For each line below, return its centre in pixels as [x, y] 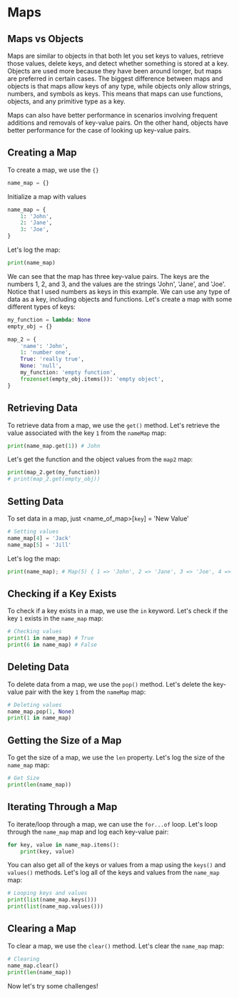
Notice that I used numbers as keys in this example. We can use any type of [119, 291]
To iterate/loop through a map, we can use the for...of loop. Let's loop [112, 824]
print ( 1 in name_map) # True [51, 638]
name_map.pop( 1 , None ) [41, 711]
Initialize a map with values [47, 196]
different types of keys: [42, 307]
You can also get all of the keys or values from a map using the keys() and [117, 865]
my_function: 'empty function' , [68, 373]
